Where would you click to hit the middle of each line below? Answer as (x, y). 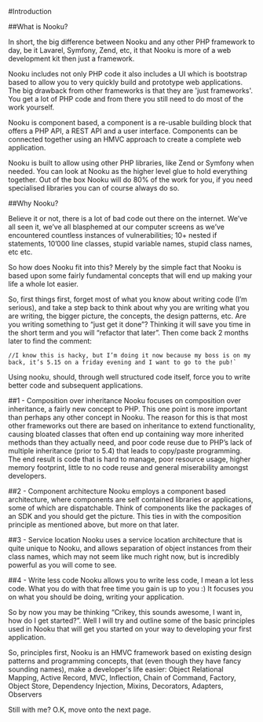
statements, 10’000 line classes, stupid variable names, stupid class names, (130, 244)
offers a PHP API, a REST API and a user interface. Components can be (123, 131)
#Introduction (30, 11)
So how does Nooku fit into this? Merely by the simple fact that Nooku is (125, 267)
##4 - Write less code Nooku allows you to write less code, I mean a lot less (131, 580)
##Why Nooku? (33, 203)
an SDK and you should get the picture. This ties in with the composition (125, 516)
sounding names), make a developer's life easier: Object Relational (116, 669)
